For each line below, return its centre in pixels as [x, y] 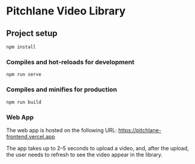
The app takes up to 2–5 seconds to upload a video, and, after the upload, [97, 148]
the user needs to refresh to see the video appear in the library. [85, 154]
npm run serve [24, 74]
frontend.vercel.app [31, 136]
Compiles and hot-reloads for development [70, 62]
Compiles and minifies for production [61, 90]
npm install [21, 47]
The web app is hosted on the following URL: [61, 130]
